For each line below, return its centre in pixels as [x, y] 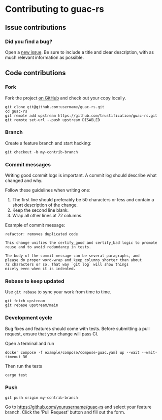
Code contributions [35, 73]
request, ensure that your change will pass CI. [52, 334]
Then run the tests [24, 366]
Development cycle [29, 318]
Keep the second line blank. [40, 210]
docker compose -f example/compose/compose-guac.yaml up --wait [72, 352]
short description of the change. [45, 205]
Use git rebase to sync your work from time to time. [58, 292]
